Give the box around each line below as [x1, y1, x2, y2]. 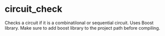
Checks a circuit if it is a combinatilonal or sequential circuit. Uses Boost [5, 20, 154, 26]
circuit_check [5, 3, 63, 15]
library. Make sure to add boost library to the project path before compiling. [5, 25, 160, 31]
